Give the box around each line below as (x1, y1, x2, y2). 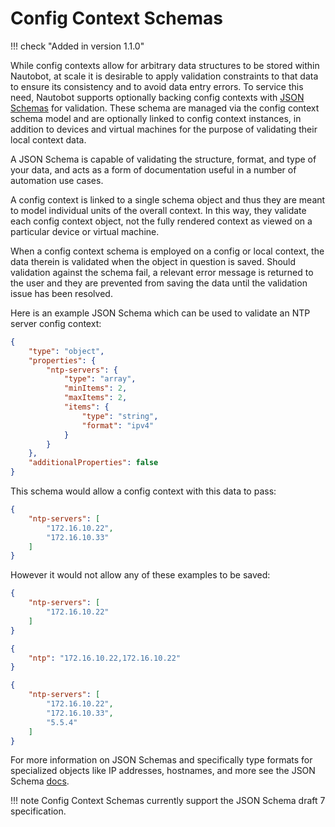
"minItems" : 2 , (63, 383, 128, 394)
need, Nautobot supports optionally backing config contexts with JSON (10, 91, 305, 103)
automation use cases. (10, 174, 104, 186)
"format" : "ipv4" (81, 420, 155, 431)
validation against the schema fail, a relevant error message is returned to (10, 266, 314, 278)
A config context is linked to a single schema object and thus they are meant (10, 193, 326, 206)
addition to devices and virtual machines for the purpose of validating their (10, 123, 318, 135)
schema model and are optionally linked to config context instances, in (10, 112, 302, 124)
